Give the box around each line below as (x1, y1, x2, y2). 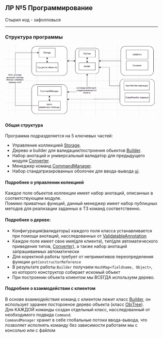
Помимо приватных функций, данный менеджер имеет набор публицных (5, 201, 158, 207)
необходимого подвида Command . (5, 312, 72, 318)
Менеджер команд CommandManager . (12, 163, 92, 169)
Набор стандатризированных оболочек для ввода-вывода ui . (12, 168, 140, 174)
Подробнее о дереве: (5, 217, 51, 223)
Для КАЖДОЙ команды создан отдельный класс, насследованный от (5, 306, 150, 312)
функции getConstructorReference (12, 259, 81, 264)
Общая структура (5, 122, 43, 128)
